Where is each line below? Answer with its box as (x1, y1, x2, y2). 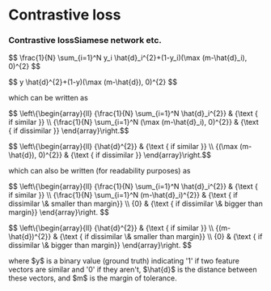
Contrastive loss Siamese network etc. (8, 35, 162, 46)
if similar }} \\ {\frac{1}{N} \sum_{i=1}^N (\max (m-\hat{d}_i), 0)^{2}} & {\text (8, 118, 259, 127)
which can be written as (8, 93, 89, 103)
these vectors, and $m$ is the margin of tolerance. (8, 273, 178, 283)
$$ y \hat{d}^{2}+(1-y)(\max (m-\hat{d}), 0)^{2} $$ (8, 77, 178, 87)
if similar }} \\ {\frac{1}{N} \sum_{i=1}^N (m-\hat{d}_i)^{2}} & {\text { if (8, 190, 239, 200)
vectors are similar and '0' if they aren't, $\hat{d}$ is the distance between (8, 265, 257, 275)
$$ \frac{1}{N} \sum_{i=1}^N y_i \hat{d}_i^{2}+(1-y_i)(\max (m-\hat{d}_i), (8, 53, 248, 62)
